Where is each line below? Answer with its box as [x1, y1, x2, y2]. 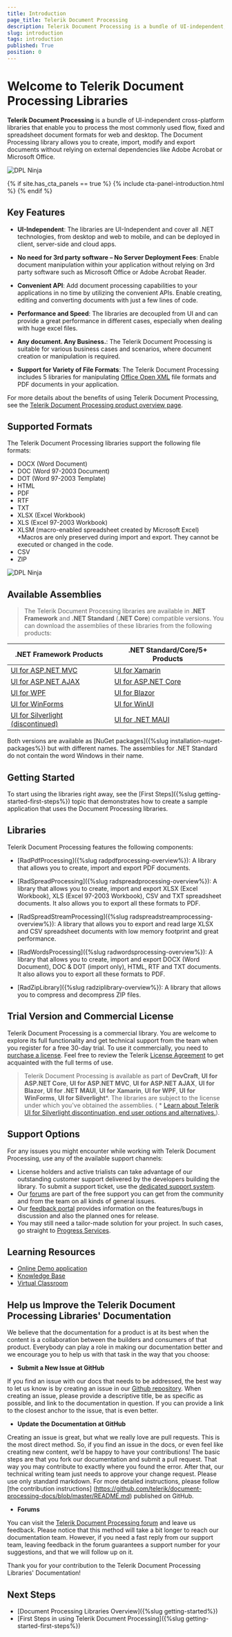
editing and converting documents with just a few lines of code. [17, 296, 198, 304]
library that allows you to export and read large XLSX [63, 919, 214, 928]
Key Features [7, 207, 66, 218]
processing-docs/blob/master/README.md [7, 1492, 130, 1500]
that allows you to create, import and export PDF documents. [17, 863, 191, 872]
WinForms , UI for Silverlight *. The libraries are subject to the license [23, 1093, 220, 1102]
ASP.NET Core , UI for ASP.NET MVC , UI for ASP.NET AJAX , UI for [23, 1079, 215, 1087]
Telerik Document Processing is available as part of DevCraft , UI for [23, 1071, 218, 1080]
